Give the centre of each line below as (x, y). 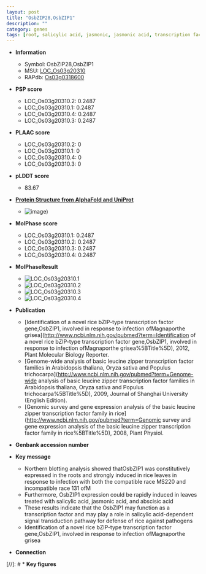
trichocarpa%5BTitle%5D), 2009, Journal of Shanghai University (106, 394)
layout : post (23, 12)
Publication (30, 310)
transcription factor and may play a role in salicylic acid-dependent (109, 514)
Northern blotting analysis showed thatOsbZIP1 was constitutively (107, 469)
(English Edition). (46, 400)
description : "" (27, 23)
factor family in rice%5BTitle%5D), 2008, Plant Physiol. (94, 433)
